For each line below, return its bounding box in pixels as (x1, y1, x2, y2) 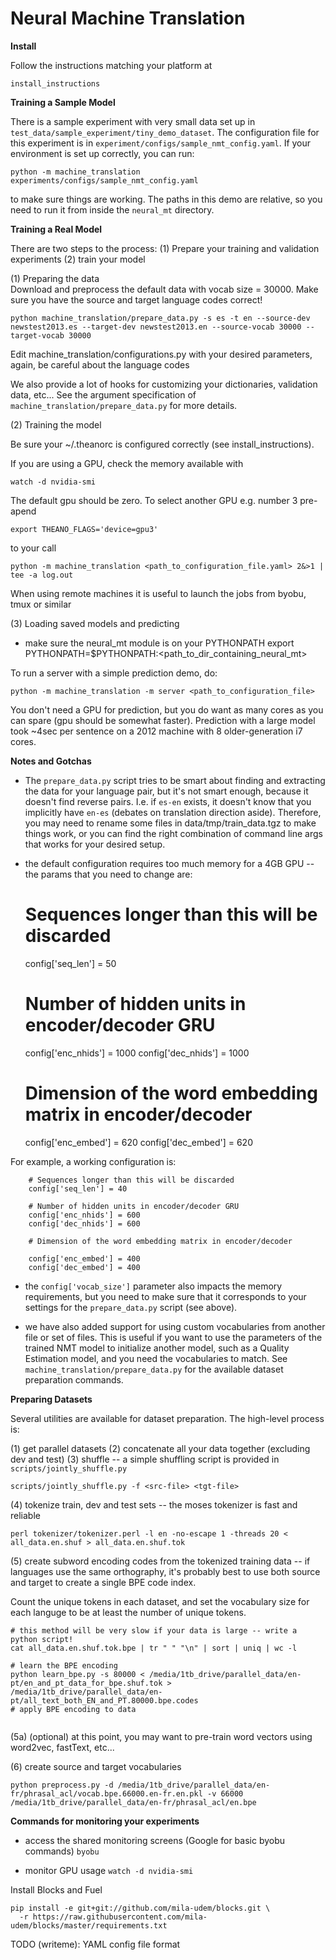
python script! (10, 1634, 74, 1644)
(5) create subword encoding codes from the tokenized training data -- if (10, 1555, 311, 1567)
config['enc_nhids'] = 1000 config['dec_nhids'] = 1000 (24, 1047, 250, 1059)
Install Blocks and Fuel (10, 1883, 103, 1896)
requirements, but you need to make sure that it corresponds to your (24, 1290, 307, 1302)
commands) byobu (24, 1845, 100, 1857)
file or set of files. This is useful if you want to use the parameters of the (24, 1331, 323, 1343)
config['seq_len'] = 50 (24, 957, 117, 969)
